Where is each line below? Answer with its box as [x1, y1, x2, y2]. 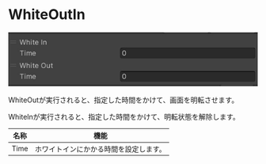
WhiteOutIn [8, 6, 85, 24]
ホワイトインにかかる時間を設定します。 [34, 144, 166, 154]
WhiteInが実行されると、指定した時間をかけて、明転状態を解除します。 [8, 112, 240, 121]
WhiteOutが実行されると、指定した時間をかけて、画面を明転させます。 [8, 95, 239, 105]
